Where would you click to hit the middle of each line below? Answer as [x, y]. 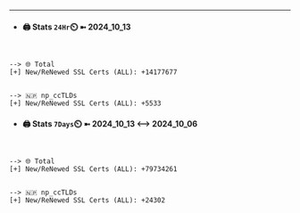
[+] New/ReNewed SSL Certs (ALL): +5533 [86, 103]
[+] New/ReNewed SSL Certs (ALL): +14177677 [93, 72]
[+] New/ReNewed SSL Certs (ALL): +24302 [87, 201]
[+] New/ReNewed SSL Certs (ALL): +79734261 [93, 169]
